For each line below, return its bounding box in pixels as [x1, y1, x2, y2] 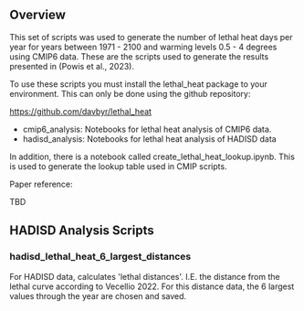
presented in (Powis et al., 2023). [9, 60, 135, 71]
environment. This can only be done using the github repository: [9, 88, 251, 99]
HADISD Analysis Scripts [9, 223, 154, 239]
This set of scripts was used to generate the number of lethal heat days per [9, 31, 293, 42]
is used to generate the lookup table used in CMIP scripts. [9, 160, 227, 172]
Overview [9, 7, 67, 23]
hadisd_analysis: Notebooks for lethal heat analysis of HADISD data [22, 133, 277, 145]
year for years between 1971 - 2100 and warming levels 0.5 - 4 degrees [9, 41, 278, 52]
